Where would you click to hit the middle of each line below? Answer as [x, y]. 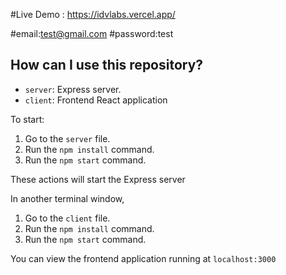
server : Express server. [73, 89]
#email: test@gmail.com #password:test [92, 33]
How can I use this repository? [107, 65]
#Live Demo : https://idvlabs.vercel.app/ [93, 14]
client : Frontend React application [96, 100]
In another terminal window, [67, 198]
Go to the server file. [67, 138]
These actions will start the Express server [98, 179]
